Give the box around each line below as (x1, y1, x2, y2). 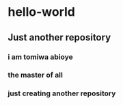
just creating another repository (8, 89, 116, 98)
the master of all (8, 70, 64, 80)
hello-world (8, 4, 76, 20)
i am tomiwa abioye (8, 52, 74, 62)
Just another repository (8, 32, 111, 43)
